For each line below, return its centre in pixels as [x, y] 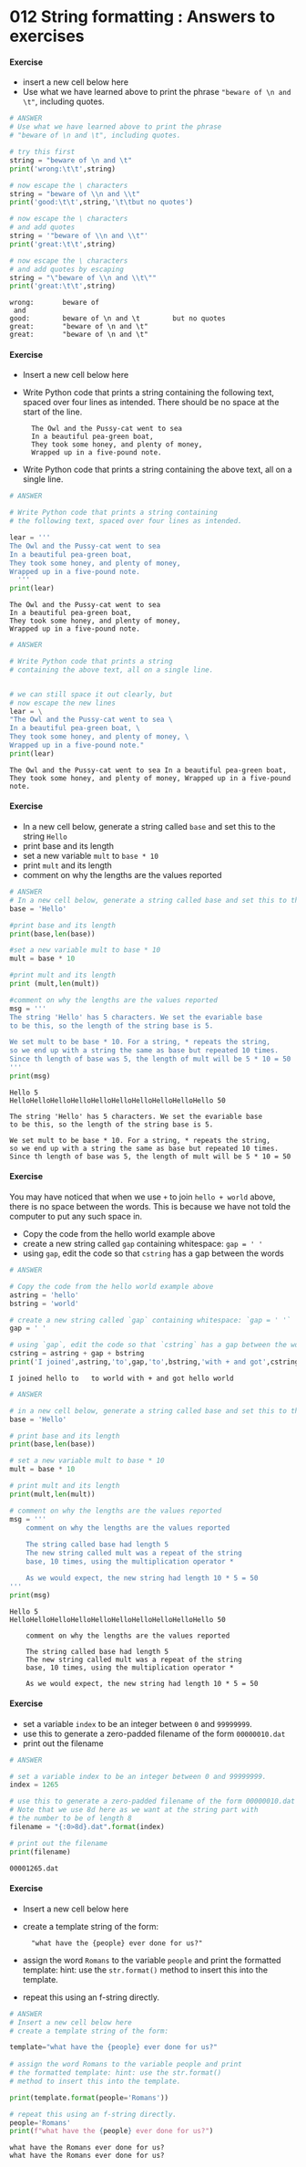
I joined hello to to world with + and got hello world [122, 1378]
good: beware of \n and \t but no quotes [117, 319]
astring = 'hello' [44, 1295]
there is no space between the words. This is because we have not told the [150, 1206]
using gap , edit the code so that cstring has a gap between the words [153, 1253]
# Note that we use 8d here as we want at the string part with [134, 1810]
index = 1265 [34, 1785]
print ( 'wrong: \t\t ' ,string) [63, 169]
